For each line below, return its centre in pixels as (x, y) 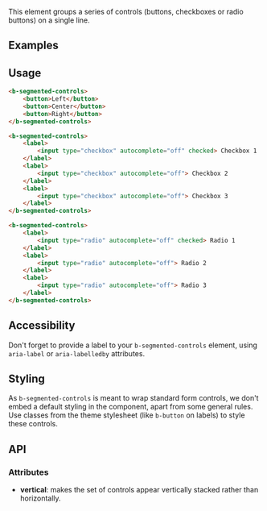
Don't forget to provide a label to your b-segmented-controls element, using (133, 345)
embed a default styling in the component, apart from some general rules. (131, 407)
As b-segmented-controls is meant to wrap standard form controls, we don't (133, 398)
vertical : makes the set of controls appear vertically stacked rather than (139, 490)
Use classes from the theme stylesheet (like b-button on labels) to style (127, 415)
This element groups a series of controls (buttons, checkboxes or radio (126, 12)
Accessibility (42, 326)
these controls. (33, 424)
